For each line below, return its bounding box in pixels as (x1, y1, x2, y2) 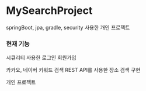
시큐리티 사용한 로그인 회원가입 (6, 54, 77, 61)
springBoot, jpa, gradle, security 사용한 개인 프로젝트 (6, 24, 130, 31)
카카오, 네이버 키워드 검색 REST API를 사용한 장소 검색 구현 (6, 67, 141, 74)
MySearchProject (6, 4, 93, 17)
